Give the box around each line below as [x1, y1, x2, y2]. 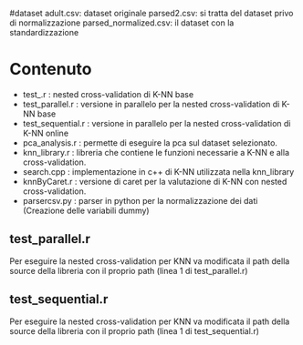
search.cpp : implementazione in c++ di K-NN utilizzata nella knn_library [22, 166, 295, 177]
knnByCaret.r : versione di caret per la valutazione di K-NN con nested [22, 176, 287, 187]
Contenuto [9, 59, 92, 80]
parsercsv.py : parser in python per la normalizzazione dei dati [22, 195, 258, 206]
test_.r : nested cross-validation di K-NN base [22, 88, 194, 99]
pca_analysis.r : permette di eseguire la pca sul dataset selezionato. [22, 137, 278, 148]
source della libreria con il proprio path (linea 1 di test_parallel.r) [9, 265, 248, 276]
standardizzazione [9, 27, 79, 37]
